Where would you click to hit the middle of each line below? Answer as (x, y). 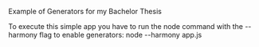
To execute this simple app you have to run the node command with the (126, 26)
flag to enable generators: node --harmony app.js (121, 35)
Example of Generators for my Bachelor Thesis (85, 11)
